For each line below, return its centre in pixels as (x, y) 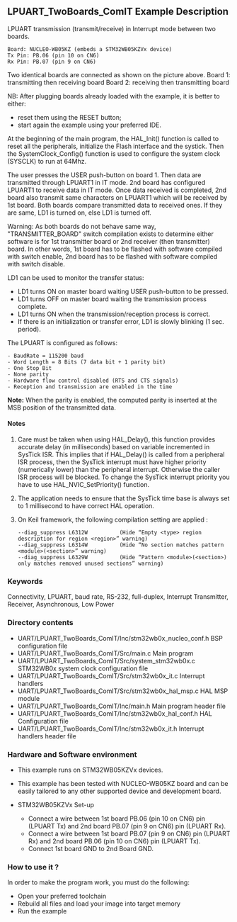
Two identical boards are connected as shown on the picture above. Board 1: (119, 74)
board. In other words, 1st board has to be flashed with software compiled (115, 249)
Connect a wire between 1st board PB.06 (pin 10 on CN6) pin (116, 819)
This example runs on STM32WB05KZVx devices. (90, 770)
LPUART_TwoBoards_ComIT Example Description (118, 12)
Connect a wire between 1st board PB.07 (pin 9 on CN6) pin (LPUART (129, 833)
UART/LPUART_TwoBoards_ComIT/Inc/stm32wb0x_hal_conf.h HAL (115, 713)
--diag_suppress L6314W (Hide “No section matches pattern (121, 545)
